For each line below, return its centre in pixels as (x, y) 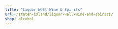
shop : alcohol (20, 19)
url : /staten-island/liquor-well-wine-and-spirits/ (59, 14)
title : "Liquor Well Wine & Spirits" (44, 10)
